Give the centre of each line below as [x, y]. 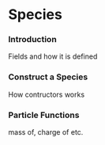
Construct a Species [48, 77]
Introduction [32, 40]
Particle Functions [44, 115]
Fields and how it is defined [53, 56]
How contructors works [47, 94]
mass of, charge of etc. [46, 132]
